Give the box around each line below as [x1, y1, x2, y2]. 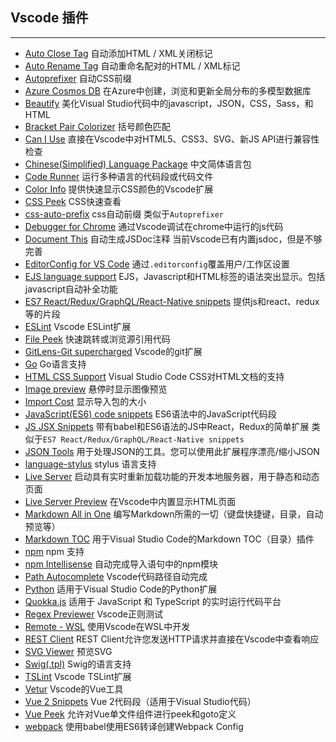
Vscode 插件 [10, 9, 89, 27]
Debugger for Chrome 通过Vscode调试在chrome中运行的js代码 [24, 220, 284, 232]
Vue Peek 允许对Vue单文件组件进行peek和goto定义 [24, 708, 237, 720]
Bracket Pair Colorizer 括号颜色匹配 [24, 120, 171, 132]
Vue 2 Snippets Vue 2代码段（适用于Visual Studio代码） [24, 695, 257, 707]
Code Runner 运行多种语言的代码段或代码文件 [24, 170, 214, 182]
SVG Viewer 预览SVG [24, 645, 113, 657]
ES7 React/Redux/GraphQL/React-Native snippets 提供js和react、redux [24, 295, 320, 307]
